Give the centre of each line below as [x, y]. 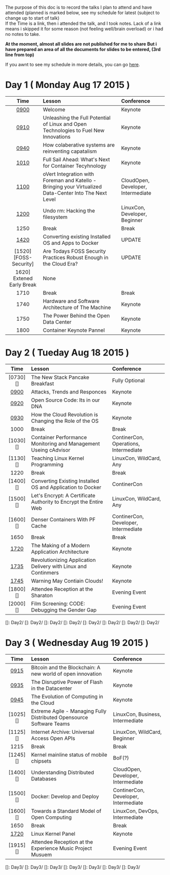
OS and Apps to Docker [71, 243]
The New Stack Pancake [60, 377]
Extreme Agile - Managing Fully [69, 711]
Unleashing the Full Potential [77, 117]
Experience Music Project [61, 848]
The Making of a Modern [60, 545]
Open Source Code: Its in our [66, 400]
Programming [47, 464]
